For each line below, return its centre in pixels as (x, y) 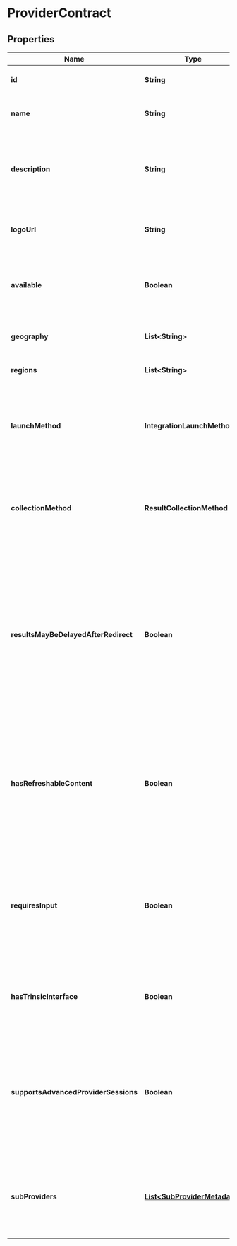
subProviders (34, 1196)
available (26, 285)
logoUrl (24, 229)
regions (24, 370)
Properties (31, 39)
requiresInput (34, 905)
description (31, 169)
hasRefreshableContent (52, 783)
